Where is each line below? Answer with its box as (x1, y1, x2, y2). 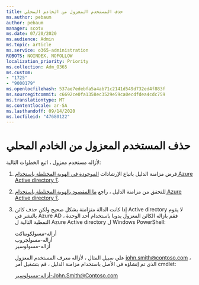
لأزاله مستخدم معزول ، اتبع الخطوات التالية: (6, 159, 101, 166)
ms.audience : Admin (6, 36, 54, 42)
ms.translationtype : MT (6, 97, 65, 103)
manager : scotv (6, 25, 44, 31)
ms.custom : (6, 69, 33, 75)
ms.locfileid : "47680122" (6, 113, 70, 119)
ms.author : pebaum (6, 14, 52, 20)
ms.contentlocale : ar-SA (6, 102, 68, 109)
